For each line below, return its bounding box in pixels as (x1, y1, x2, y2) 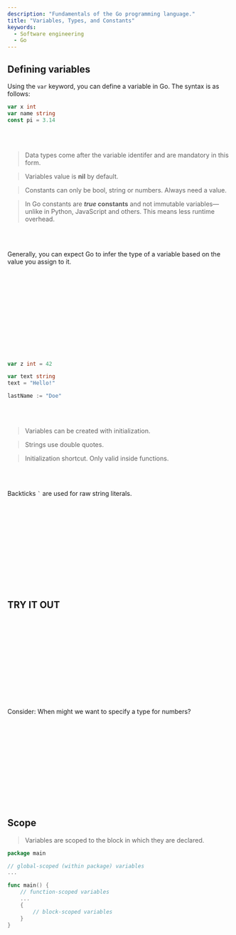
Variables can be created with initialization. (24, 427, 151, 436)
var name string (7, 109, 55, 117)
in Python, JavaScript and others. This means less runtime (43, 207, 215, 215)
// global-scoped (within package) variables (7, 863, 144, 870)
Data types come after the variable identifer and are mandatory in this (24, 151, 229, 159)
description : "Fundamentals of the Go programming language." (7, 10, 195, 18)
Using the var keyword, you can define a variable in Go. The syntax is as (7, 82, 220, 90)
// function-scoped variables (20, 889, 110, 896)
